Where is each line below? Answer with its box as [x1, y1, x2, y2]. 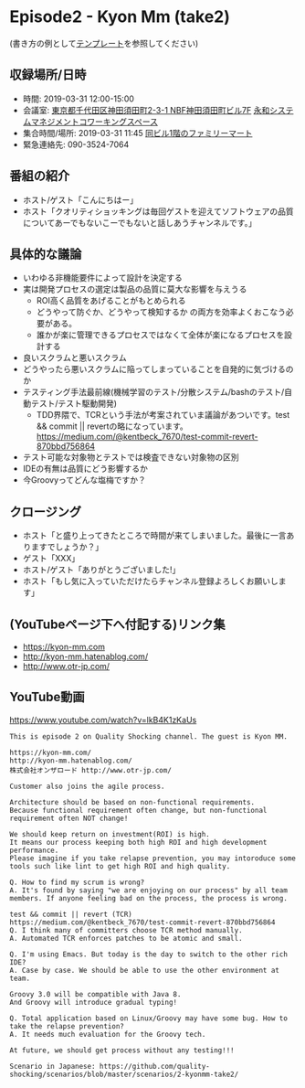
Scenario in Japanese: [9, 1061, 96, 1071]
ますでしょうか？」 [30, 541, 103, 552]
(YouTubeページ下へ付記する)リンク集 [9, 616, 226, 632]
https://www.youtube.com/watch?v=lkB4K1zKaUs [9, 714, 197, 725]
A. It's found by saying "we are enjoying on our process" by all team [9, 885, 288, 895]
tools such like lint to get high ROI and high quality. [9, 861, 231, 870]
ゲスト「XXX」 [22, 553, 80, 564]
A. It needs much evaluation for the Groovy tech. [9, 1029, 206, 1039]
